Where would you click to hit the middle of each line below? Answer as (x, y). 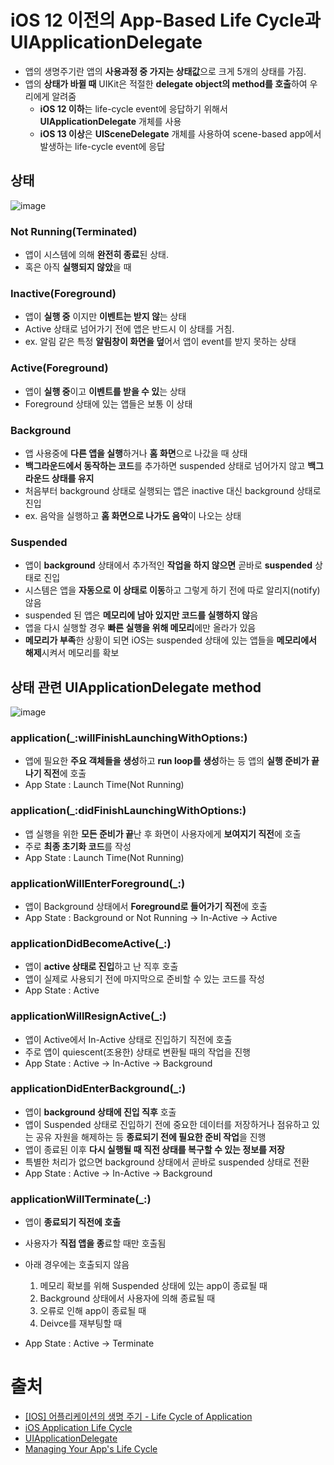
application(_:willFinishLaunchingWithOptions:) (129, 738)
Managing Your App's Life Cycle (91, 1449)
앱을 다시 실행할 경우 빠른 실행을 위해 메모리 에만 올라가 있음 (140, 628)
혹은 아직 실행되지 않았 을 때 (78, 267)
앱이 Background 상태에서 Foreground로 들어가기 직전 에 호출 (146, 906)
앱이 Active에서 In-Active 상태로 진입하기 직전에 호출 (128, 1039)
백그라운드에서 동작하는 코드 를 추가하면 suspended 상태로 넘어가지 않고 (165, 465)
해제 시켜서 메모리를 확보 (72, 653)
